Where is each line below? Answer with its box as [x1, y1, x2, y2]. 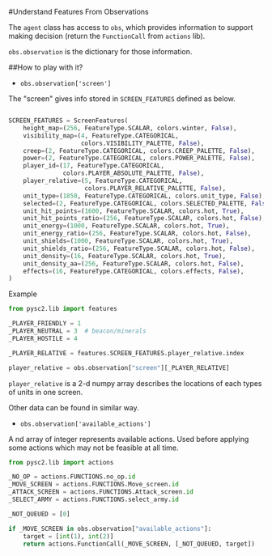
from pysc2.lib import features [8, 305, 117, 313]
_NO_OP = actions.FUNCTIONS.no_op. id [8, 473, 136, 481]
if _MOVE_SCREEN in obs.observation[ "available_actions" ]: [8, 524, 212, 533]
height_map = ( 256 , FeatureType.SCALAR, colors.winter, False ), [23, 124, 237, 132]
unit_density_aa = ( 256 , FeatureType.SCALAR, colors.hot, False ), [23, 259, 244, 268]
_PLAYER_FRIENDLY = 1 [8, 320, 82, 328]
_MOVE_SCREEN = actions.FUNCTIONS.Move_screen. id [8, 481, 180, 489]
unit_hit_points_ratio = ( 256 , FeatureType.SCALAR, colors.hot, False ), [23, 214, 266, 223]
